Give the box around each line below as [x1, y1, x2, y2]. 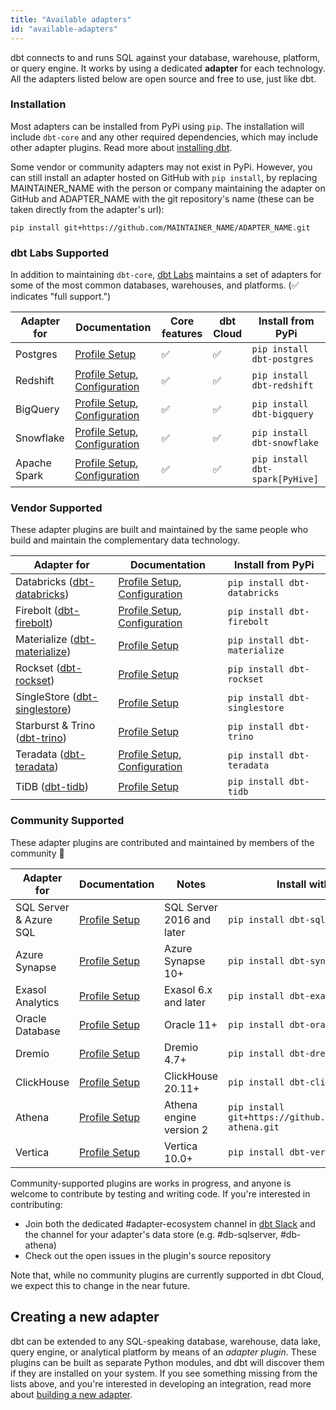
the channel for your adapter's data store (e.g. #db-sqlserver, [24, 1228, 279, 1240]
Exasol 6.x [164, 982, 213, 996]
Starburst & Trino [15, 719, 96, 733]
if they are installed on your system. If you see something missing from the [10, 1367, 318, 1379]
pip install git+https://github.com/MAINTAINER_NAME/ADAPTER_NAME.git [10, 222, 311, 233]
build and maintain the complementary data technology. [10, 534, 241, 546]
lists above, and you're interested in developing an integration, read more [10, 1377, 312, 1390]
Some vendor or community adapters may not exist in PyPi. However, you [10, 161, 313, 173]
